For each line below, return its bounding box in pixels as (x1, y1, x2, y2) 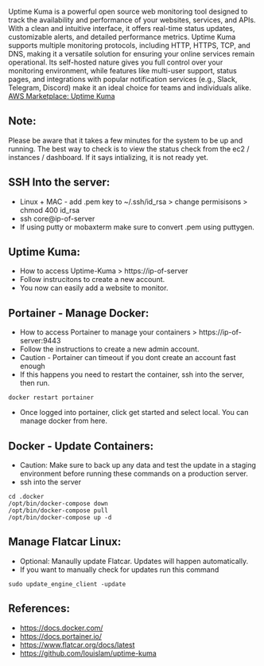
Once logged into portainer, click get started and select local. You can (19, 408, 249, 417)
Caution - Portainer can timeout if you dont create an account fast (19, 353, 236, 362)
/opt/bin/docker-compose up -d (8, 514, 112, 522)
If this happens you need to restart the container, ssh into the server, (19, 370, 245, 379)
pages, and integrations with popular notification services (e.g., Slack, (8, 75, 238, 84)
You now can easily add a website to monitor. (19, 283, 169, 293)
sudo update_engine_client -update (8, 580, 126, 588)
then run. (19, 378, 50, 388)
